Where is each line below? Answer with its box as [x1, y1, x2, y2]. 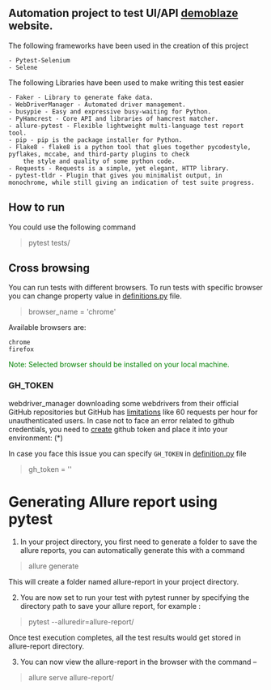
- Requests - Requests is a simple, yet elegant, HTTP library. [8, 164, 230, 173]
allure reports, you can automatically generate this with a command [19, 545, 245, 555]
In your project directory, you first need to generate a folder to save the [19, 537, 257, 546]
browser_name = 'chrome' [28, 307, 116, 317]
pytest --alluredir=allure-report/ [28, 616, 135, 627]
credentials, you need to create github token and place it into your [8, 424, 228, 434]
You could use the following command [8, 222, 136, 232]
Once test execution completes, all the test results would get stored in [8, 632, 241, 642]
